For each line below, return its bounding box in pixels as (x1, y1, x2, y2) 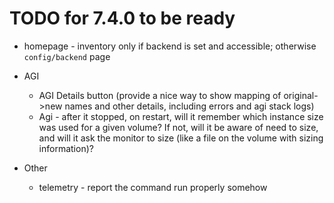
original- (283, 89, 319, 101)
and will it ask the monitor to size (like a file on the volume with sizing (38, 132, 324, 144)
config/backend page (23, 50, 111, 62)
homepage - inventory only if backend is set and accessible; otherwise (23, 40, 317, 52)
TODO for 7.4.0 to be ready (9, 7, 236, 30)
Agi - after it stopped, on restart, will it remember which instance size (38, 110, 324, 122)
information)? (38, 142, 94, 154)
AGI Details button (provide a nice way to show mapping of (38, 89, 282, 101)
